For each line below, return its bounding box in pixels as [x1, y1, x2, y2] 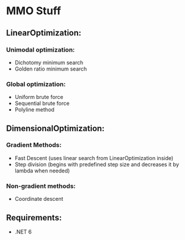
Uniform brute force [14, 94, 63, 101]
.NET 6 [14, 228, 32, 235]
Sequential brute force [14, 100, 70, 107]
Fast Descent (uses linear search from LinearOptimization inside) [14, 154, 174, 161]
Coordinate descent [14, 196, 63, 203]
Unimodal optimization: [6, 46, 75, 54]
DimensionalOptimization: [6, 123, 105, 133]
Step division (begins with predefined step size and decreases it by [14, 161, 180, 168]
